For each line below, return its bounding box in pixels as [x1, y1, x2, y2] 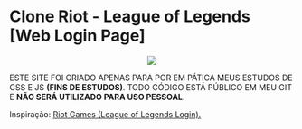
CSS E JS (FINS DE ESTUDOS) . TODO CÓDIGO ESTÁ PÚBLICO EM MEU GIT [9, 81, 292, 92]
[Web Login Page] [9, 25, 146, 46]
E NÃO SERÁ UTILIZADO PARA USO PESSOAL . [9, 91, 185, 102]
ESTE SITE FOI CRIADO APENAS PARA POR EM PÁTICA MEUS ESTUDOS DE [9, 72, 293, 83]
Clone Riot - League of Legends [9, 6, 251, 27]
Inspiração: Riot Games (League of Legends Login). [9, 108, 202, 119]
